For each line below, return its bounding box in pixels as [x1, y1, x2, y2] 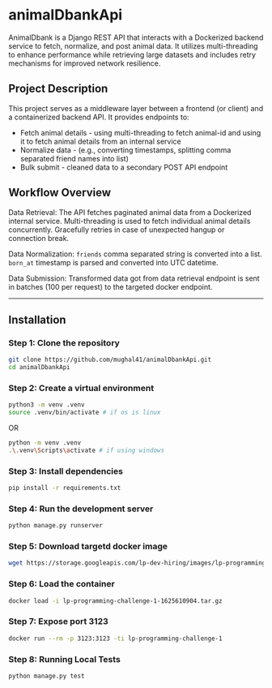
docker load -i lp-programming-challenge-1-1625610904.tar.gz [8, 596, 223, 605]
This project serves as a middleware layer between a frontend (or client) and [8, 103, 264, 113]
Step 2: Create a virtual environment [8, 382, 155, 393]
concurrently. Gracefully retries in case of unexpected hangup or [8, 225, 225, 234]
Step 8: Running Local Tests [8, 653, 121, 664]
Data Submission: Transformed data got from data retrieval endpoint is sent [8, 273, 261, 283]
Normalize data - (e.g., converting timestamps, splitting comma [19, 144, 232, 155]
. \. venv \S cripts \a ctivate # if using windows [8, 446, 164, 454]
